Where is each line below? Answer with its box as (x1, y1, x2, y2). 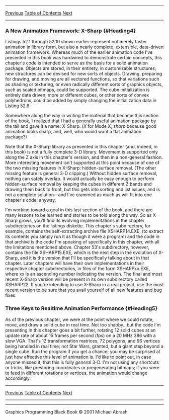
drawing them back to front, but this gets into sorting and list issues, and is (5, 187, 160, 193)
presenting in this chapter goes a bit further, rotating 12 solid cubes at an (5, 327, 156, 333)
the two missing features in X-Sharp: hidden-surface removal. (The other (5, 165, 157, 171)
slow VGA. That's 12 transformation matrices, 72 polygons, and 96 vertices (5, 338, 160, 344)
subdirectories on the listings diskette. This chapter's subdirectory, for (5, 223, 151, 229)
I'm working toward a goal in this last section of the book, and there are (5, 207, 153, 213)
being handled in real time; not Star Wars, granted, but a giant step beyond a (5, 343, 163, 349)
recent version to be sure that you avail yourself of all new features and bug (5, 287, 162, 293)
